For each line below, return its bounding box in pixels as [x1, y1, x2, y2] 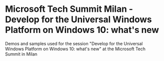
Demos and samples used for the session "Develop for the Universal [5, 40, 143, 46]
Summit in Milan [5, 51, 38, 57]
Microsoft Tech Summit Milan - [5, 3, 133, 15]
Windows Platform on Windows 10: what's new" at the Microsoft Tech [5, 46, 146, 52]
